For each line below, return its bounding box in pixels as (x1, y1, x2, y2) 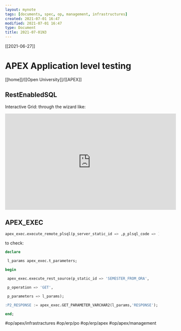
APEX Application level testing (5, 61, 132, 71)
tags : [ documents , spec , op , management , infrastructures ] (5, 12, 128, 17)
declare (5, 250, 21, 255)
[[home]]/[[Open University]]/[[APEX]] (5, 76, 82, 82)
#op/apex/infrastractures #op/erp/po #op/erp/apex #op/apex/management (5, 320, 157, 326)
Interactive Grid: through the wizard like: (5, 104, 86, 110)
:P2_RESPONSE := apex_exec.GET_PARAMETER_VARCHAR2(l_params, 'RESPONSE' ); (5, 303, 159, 308)
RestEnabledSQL (5, 91, 58, 99)
